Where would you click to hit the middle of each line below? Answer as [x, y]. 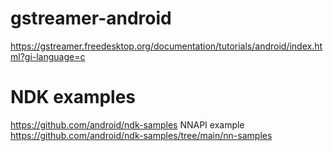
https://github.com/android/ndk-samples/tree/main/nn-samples [141, 135]
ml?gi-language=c [48, 56]
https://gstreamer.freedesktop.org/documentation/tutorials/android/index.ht [166, 46]
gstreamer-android [91, 18]
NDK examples [73, 97]
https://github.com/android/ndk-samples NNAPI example [127, 124]
